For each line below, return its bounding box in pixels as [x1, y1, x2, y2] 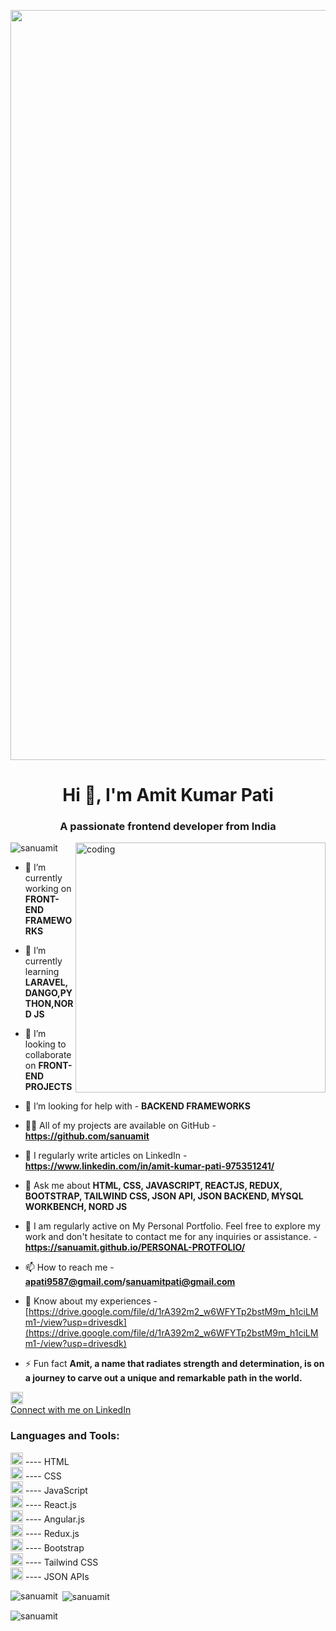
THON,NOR [24, 998, 74, 1010]
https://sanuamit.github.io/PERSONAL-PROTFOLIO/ [24, 1241, 246, 1254]
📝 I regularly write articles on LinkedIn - [24, 1150, 188, 1162]
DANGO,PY [24, 987, 73, 999]
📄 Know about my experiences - [24, 1295, 158, 1307]
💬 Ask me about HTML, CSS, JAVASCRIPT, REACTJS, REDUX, [24, 1180, 283, 1192]
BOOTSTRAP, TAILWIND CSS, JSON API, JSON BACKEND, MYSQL [24, 1190, 304, 1202]
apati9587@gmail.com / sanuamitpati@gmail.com [24, 1276, 236, 1288]
